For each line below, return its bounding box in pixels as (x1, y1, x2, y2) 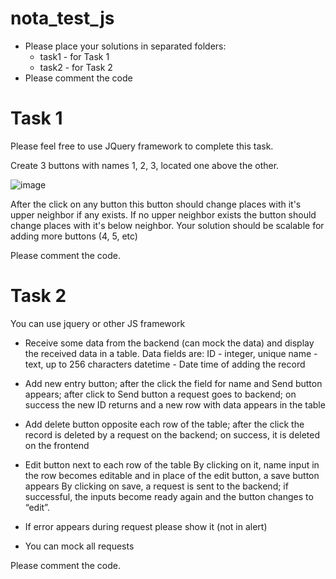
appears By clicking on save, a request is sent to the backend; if (24, 480, 289, 492)
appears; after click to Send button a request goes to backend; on (24, 388, 297, 400)
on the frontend (24, 439, 90, 451)
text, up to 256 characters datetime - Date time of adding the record (24, 358, 306, 370)
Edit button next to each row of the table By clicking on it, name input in (24, 458, 320, 471)
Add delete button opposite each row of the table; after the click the (24, 418, 305, 430)
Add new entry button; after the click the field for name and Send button (24, 377, 323, 389)
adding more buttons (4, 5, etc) (10, 230, 138, 242)
